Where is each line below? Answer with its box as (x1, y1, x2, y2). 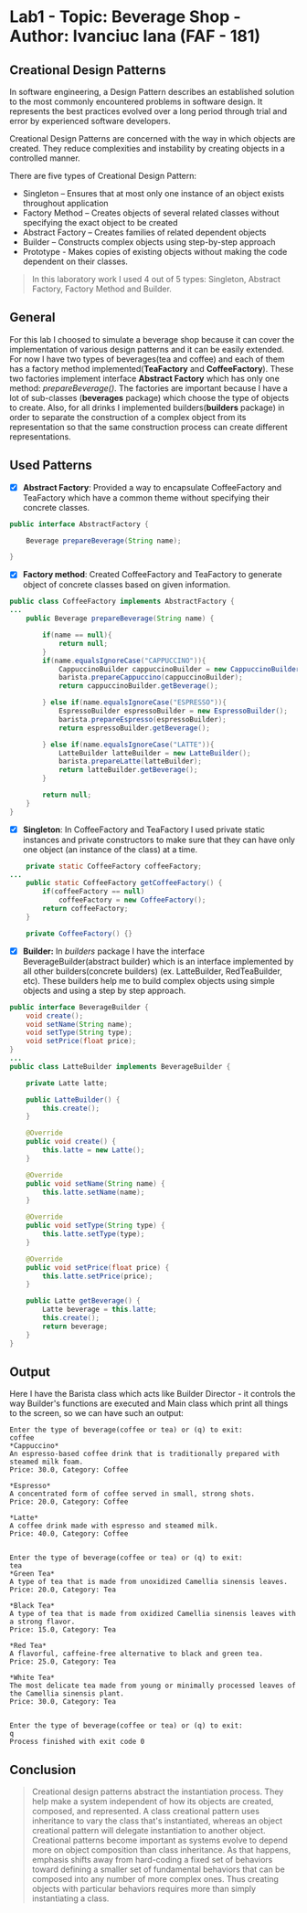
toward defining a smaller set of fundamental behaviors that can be (31, 1864, 285, 1875)
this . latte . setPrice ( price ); (42, 1272, 153, 1281)
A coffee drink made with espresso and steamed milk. (9, 1521, 219, 1531)
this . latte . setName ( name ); (42, 1188, 145, 1197)
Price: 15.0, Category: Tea (9, 1625, 117, 1634)
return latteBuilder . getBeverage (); (58, 766, 198, 775)
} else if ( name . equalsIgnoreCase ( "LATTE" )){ (42, 740, 215, 749)
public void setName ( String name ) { (26, 1178, 166, 1189)
